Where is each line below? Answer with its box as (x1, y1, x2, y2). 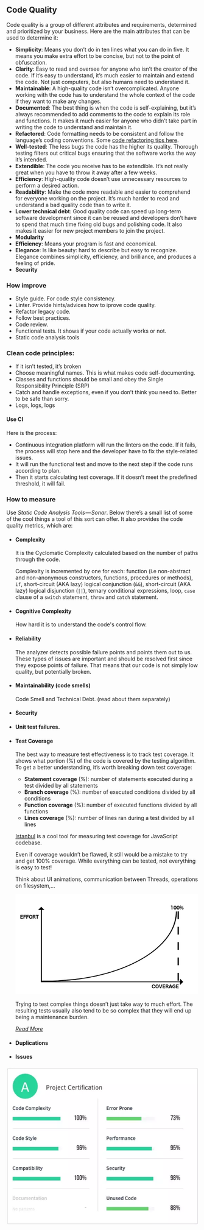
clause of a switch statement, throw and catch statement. (15, 593, 158, 601)
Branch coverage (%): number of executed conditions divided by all (24, 788, 196, 796)
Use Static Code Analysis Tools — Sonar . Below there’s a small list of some (6, 509, 193, 516)
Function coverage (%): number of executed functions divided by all (24, 801, 197, 809)
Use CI (6, 415, 24, 423)
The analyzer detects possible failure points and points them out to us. (15, 648, 192, 656)
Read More (15, 1025, 43, 1033)
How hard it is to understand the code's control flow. (15, 621, 147, 628)
